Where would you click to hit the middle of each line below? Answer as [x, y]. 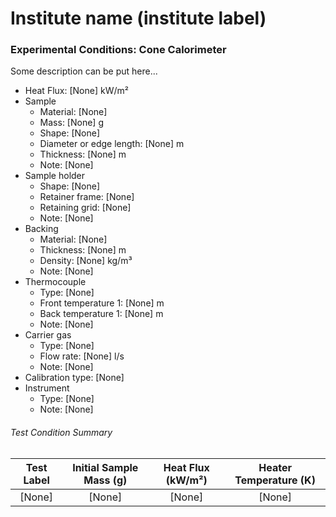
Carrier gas [48, 335]
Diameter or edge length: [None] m [112, 144]
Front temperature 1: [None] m [102, 303]
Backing [41, 229]
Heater [275, 467]
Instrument [47, 388]
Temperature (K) [275, 480]
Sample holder [55, 176]
